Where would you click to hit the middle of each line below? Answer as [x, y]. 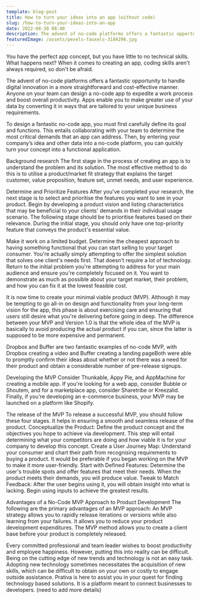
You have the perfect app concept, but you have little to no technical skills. [98, 56]
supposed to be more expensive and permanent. [66, 335]
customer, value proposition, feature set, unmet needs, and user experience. [100, 180]
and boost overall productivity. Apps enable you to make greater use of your [100, 100]
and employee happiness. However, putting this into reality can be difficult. [98, 552]
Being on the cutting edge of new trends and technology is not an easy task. [100, 558]
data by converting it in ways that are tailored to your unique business [92, 106]
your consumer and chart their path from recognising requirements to [91, 452]
